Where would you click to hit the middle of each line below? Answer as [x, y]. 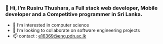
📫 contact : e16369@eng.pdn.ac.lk [49, 36]
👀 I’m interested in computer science [51, 25]
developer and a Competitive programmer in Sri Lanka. [74, 14]
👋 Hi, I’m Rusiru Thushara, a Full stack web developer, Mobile [81, 8]
